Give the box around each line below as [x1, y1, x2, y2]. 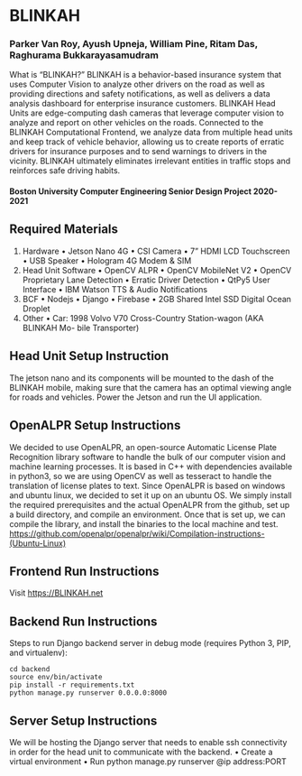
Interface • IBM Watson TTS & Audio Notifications [22, 283, 208, 294]
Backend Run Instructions [9, 614, 158, 629]
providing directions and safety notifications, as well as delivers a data [9, 88, 270, 99]
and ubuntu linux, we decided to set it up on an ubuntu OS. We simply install [9, 489, 292, 501]
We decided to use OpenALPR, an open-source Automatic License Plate [9, 441, 278, 452]
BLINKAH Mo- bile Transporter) [22, 322, 140, 333]
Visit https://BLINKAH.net [9, 587, 104, 598]
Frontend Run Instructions [9, 563, 160, 578]
